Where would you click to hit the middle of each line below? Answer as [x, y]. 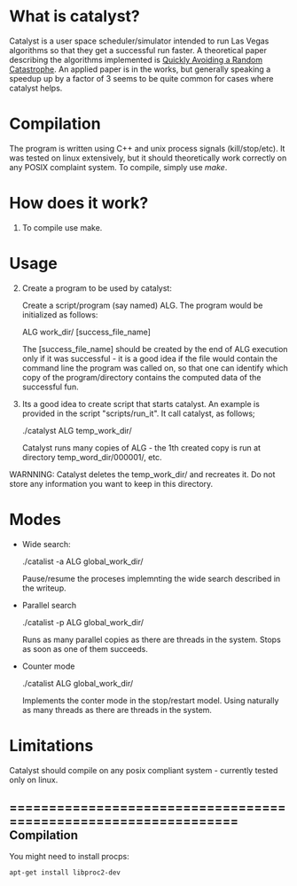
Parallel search [49, 605]
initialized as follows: [60, 314]
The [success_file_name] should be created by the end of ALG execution [155, 349]
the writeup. [44, 588]
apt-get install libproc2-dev [65, 873]
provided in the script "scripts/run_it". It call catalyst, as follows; [138, 413]
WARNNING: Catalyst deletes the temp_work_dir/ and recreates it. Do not [142, 474]
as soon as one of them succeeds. [85, 648]
